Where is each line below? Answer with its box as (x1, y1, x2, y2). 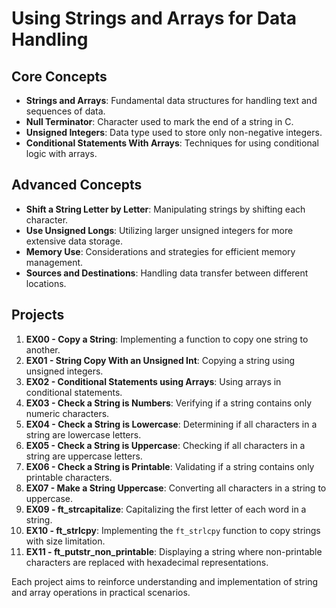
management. (25, 256, 84, 268)
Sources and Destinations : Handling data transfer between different (25, 267, 309, 279)
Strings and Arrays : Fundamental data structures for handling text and (25, 95, 318, 106)
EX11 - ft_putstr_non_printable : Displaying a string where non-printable (25, 545, 323, 557)
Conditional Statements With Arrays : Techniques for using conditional (25, 137, 319, 149)
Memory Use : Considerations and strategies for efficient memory (25, 245, 296, 257)
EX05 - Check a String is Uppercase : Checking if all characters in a (25, 439, 306, 451)
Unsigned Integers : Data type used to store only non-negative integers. (25, 127, 323, 138)
